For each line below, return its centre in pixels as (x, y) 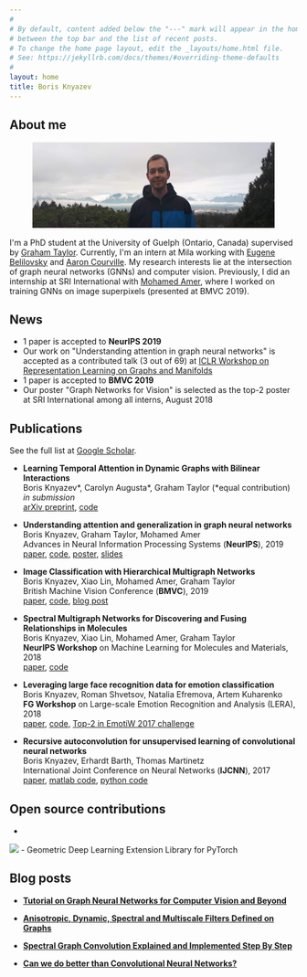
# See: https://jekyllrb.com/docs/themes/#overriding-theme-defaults (145, 58)
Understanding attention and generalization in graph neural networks (157, 525)
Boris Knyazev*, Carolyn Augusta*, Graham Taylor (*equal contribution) (156, 488)
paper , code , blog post (65, 601)
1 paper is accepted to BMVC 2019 (88, 380)
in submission (49, 497)
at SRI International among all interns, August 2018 (117, 400)
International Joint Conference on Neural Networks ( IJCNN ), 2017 (147, 770)
